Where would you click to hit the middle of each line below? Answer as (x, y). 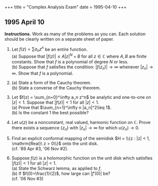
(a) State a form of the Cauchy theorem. (51, 82)
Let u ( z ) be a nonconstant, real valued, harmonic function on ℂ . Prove (81, 122)
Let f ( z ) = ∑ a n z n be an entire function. (49, 49)
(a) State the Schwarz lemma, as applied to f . (56, 168)
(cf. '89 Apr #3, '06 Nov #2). (40, 148)
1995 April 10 (24, 22)
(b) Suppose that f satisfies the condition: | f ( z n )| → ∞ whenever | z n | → (82, 67)
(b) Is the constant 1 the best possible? (50, 112)
